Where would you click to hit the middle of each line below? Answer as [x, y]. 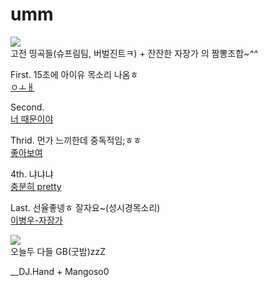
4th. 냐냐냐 [32, 174]
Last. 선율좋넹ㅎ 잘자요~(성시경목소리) [85, 207]
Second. [27, 107]
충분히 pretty [36, 186]
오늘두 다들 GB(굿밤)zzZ [58, 251]
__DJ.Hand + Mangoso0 [60, 271]
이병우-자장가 [36, 220]
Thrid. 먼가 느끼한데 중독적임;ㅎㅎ [76, 140]
